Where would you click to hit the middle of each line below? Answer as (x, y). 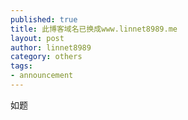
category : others (46, 57)
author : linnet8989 (51, 47)
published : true (44, 19)
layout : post (37, 38)
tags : (21, 66)
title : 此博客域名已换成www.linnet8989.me (94, 29)
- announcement (42, 76)
